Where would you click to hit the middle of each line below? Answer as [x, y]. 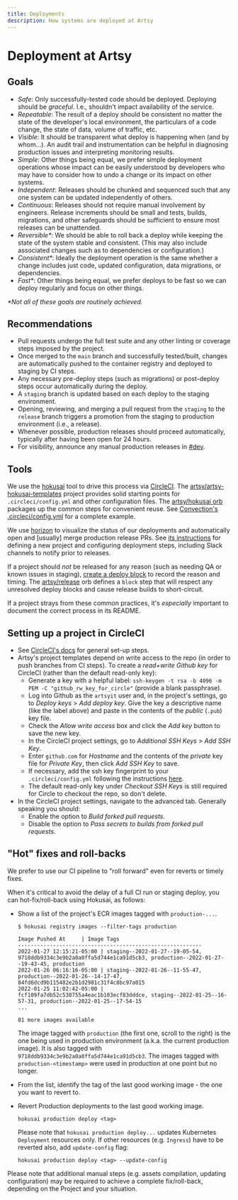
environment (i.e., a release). [59, 424]
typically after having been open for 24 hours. [85, 439]
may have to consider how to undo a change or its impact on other [115, 174]
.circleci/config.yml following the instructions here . [106, 778]
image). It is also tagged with [60, 1048]
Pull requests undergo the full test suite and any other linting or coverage [124, 341]
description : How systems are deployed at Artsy [80, 21]
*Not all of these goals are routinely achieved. [75, 301]
